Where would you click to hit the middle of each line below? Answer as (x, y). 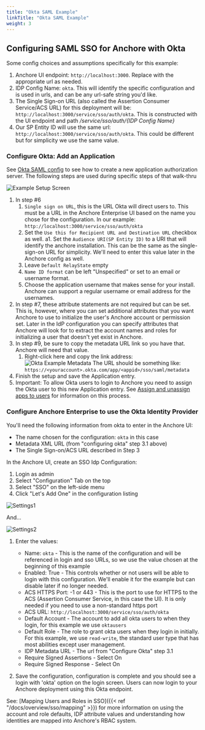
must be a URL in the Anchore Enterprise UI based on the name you (110, 213)
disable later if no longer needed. (66, 586)
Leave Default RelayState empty (66, 265)
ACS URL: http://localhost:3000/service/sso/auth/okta (97, 611)
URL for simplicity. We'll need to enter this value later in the (120, 252)
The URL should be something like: (137, 363)
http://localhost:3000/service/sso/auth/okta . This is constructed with (106, 114)
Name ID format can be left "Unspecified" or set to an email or (102, 272)
